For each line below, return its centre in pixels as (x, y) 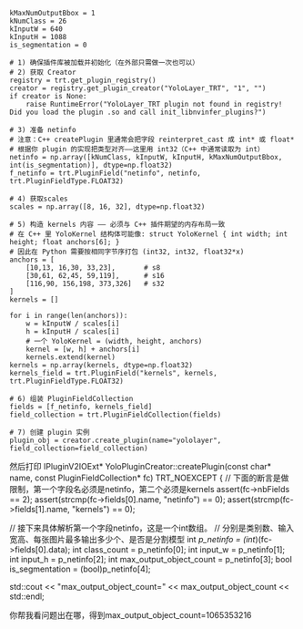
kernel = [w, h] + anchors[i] (83, 349)
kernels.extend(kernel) (71, 357)
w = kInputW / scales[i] (73, 324)
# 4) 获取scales (39, 199)
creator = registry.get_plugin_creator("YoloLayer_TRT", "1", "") (138, 88)
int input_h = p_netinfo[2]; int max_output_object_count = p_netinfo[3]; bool (151, 559)
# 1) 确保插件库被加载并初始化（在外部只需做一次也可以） (105, 63)
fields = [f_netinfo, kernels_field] (81, 407)
